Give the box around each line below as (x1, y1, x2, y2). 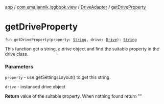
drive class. (5, 51, 28, 57)
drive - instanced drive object (5, 84, 66, 90)
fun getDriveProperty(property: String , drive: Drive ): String (5, 37, 137, 42)
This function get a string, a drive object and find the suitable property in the (5, 46, 159, 52)
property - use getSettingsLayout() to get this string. (5, 74, 111, 80)
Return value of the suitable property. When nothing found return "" (5, 93, 142, 99)
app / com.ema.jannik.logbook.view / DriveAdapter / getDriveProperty (5, 4, 146, 10)
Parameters (5, 63, 33, 70)
